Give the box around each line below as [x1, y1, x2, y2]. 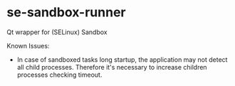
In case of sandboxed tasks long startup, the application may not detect [16, 55, 228, 64]
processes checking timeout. [16, 70, 103, 79]
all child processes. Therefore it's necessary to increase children [16, 63, 207, 71]
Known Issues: [6, 41, 50, 50]
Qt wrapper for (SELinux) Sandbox [6, 28, 108, 36]
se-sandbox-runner [6, 4, 126, 21]
